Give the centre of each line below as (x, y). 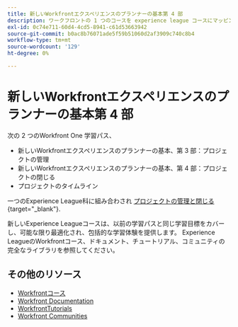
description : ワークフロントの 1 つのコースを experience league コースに (110, 21)
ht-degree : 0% (28, 54)
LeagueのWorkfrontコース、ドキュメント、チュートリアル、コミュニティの (116, 241)
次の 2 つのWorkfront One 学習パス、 (61, 135)
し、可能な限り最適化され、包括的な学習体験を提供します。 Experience (111, 232)
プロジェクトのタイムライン (58, 185)
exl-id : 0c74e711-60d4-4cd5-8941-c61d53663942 (77, 27)
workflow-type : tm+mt (39, 40)
